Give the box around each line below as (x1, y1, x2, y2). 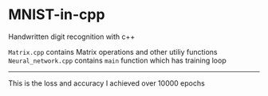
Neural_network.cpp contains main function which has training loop (8, 56, 227, 65)
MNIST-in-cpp (8, 6, 105, 24)
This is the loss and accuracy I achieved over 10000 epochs (8, 78, 205, 88)
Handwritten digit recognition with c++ (8, 32, 136, 41)
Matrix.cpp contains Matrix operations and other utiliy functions (8, 47, 218, 56)
